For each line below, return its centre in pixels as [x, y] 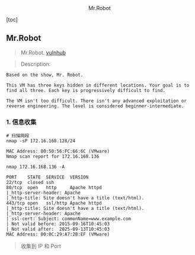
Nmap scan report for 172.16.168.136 [53, 157]
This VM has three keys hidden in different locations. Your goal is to [98, 85]
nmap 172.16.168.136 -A [36, 167]
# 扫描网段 [18, 136]
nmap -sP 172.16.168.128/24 [41, 141]
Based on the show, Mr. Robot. [45, 75]
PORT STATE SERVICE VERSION [47, 177]
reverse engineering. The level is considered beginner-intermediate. [95, 106]
